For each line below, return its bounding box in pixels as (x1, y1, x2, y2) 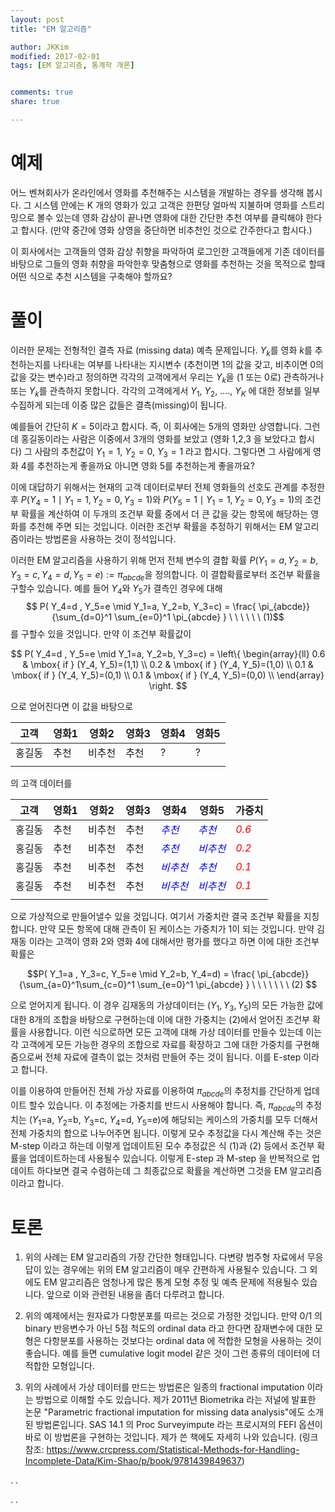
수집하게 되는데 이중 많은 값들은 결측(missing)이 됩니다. (10, 399, 228, 411)
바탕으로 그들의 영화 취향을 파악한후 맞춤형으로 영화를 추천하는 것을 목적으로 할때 (10, 257, 326, 270)
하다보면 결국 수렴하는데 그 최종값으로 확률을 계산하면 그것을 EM (36, 1165, 288, 1177)
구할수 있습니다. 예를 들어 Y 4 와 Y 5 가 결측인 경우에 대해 (10, 582, 223, 597)
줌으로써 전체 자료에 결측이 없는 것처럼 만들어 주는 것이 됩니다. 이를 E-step (10, 1051, 302, 1063)
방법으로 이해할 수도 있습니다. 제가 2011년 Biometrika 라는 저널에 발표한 (35, 1394, 317, 1406)
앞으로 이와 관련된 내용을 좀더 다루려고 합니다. (46, 1289, 225, 1301)
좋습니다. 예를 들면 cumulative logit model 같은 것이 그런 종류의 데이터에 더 (24, 1347, 321, 1360)
